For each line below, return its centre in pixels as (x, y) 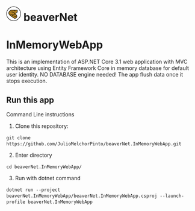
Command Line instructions (40, 114)
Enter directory (33, 155)
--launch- (172, 196)
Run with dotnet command (48, 178)
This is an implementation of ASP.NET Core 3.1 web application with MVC (97, 62)
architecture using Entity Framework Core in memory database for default (98, 68)
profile (16, 202)
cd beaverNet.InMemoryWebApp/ (44, 167)
